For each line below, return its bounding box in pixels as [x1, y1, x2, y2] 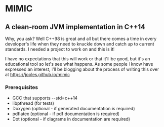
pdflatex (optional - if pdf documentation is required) [12, 111, 120, 117]
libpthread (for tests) [12, 100, 54, 106]
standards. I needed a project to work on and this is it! [5, 46, 115, 52]
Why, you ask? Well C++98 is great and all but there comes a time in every [5, 36, 157, 42]
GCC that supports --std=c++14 [12, 95, 78, 101]
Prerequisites [5, 84, 38, 90]
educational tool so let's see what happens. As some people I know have [5, 61, 153, 67]
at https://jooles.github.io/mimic [5, 72, 70, 77]
